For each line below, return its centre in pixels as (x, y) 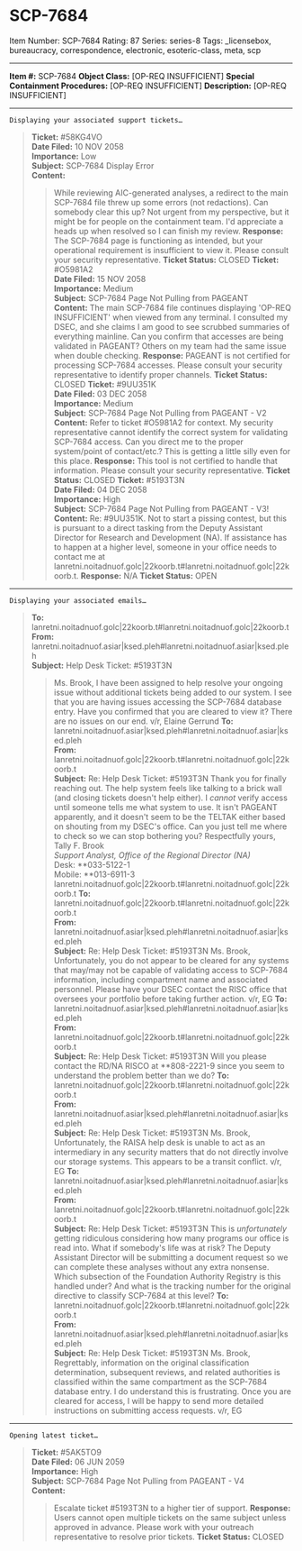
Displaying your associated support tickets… (96, 120)
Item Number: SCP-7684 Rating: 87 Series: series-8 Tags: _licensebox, (140, 41)
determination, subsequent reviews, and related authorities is (167, 1372)
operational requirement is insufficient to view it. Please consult (171, 250)
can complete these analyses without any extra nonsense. (161, 1266)
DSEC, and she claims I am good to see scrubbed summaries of (172, 326)
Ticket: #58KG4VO (67, 137)
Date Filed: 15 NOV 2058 (100, 278)
